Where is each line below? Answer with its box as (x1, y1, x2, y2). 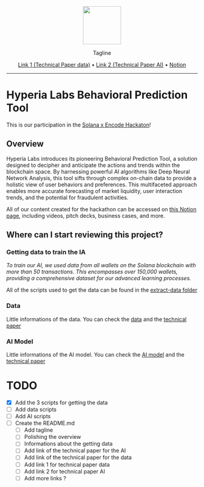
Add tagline (24, 426, 53, 434)
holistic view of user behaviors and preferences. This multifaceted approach (6, 181, 197, 188)
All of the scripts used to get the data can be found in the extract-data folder (6, 286, 197, 294)
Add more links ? (24, 474, 67, 482)
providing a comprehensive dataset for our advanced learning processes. (6, 275, 191, 282)
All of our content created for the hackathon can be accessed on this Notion (6, 205, 197, 212)
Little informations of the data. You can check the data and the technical (6, 315, 187, 323)
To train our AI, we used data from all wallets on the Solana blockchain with (6, 262, 196, 269)
